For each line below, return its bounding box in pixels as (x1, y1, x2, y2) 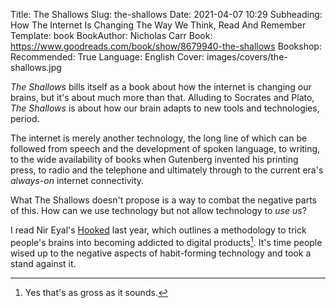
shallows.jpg (10, 62, 62, 73)
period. (10, 113, 40, 124)
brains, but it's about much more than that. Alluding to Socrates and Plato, (10, 92, 315, 103)
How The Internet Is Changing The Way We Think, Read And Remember (10, 19, 307, 31)
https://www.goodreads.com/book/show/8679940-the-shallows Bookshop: (10, 40, 322, 52)
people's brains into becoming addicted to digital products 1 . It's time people (10, 235, 323, 248)
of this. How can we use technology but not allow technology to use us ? (10, 205, 307, 216)
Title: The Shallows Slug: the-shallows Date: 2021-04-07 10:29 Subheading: (10, 9, 323, 20)
